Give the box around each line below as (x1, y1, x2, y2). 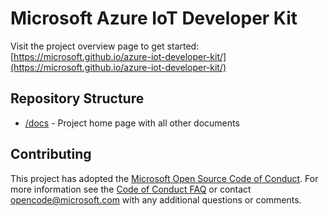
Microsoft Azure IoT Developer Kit (10, 7, 298, 30)
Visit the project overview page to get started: (10, 40, 200, 52)
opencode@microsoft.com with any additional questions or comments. (10, 193, 302, 206)
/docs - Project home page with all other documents (24, 117, 240, 129)
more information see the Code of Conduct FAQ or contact (10, 183, 252, 195)
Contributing (10, 146, 92, 163)
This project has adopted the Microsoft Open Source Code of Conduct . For (10, 172, 319, 184)
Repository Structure (10, 90, 145, 107)
